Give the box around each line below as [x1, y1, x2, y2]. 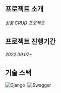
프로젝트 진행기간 [5, 37, 56, 45]
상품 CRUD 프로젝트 [5, 20, 45, 26]
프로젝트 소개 [5, 5, 44, 14]
